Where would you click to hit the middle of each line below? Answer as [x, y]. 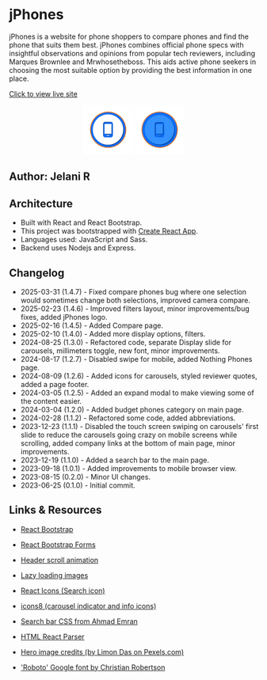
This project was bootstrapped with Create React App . [109, 231]
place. [19, 78]
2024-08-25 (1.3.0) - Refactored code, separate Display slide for [126, 342]
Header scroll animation [59, 560]
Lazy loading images [54, 575]
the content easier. [51, 401]
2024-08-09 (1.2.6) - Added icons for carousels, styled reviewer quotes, [139, 376]
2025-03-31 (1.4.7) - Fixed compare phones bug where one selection [133, 291]
